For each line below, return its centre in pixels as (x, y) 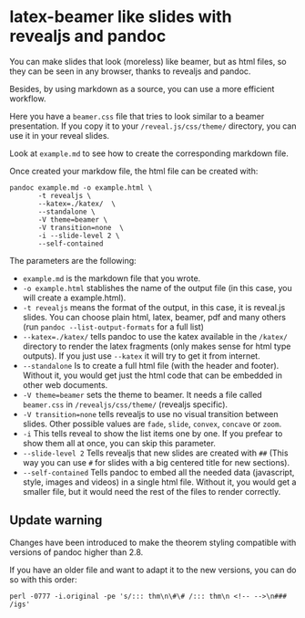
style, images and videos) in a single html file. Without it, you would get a (159, 482)
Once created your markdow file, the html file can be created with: (134, 171)
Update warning (56, 521)
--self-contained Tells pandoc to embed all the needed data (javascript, (158, 472)
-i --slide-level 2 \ (79, 236)
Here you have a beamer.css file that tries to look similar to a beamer (137, 116)
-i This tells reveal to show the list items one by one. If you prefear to (152, 433)
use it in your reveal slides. (60, 135)
